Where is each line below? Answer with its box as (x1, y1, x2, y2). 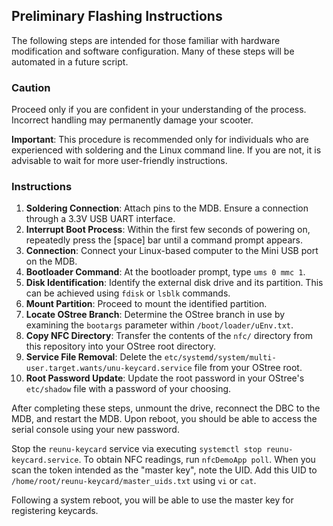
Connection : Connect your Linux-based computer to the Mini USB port (25, 245, 319, 257)
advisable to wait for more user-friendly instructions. (11, 155, 228, 167)
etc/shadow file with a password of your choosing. (25, 383, 232, 395)
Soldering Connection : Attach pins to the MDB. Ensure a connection (25, 202, 309, 214)
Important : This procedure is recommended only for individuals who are (11, 134, 309, 146)
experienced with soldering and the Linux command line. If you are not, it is (11, 144, 322, 156)
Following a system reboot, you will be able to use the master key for (11, 494, 294, 506)
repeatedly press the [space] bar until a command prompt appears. (25, 234, 303, 246)
